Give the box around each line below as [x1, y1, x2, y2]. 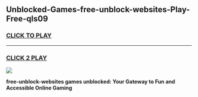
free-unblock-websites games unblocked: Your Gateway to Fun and [6, 78, 176, 85]
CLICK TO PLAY [6, 32, 52, 40]
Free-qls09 [6, 14, 48, 24]
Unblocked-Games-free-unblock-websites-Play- [6, 5, 190, 15]
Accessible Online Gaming [6, 84, 72, 91]
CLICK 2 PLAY [6, 53, 47, 62]
